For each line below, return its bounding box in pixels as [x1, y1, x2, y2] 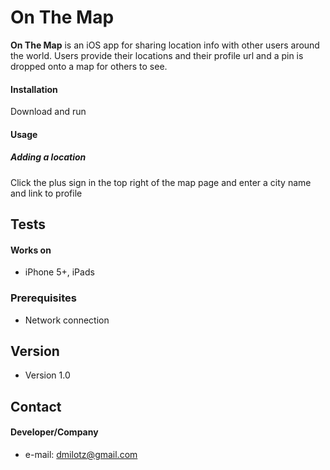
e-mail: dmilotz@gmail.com [24, 449, 138, 460]
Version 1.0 [24, 369, 71, 381]
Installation [10, 83, 58, 95]
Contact [10, 398, 62, 415]
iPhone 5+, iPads [24, 266, 95, 278]
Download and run [10, 106, 87, 118]
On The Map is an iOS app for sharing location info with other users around [10, 39, 320, 51]
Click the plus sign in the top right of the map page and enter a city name [10, 176, 312, 188]
